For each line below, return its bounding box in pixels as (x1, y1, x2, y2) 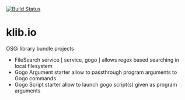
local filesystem (14, 62, 53, 69)
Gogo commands (14, 74, 57, 81)
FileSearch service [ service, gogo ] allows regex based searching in (14, 56, 180, 63)
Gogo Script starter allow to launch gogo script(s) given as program (14, 81, 177, 88)
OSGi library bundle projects (6, 45, 74, 52)
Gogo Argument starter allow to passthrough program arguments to (14, 69, 177, 76)
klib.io (6, 26, 37, 39)
